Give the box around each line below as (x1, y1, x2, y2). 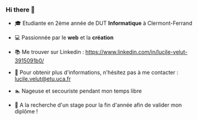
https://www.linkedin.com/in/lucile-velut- (85, 48, 188, 56)
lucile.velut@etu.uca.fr (14, 75, 71, 82)
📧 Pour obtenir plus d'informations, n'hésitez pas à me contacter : (14, 69, 179, 76)
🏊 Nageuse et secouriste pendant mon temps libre (14, 87, 142, 95)
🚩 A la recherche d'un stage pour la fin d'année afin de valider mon (14, 101, 182, 108)
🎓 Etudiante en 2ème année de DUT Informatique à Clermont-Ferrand (14, 19, 193, 27)
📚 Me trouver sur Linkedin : (14, 48, 84, 56)
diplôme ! (14, 108, 38, 115)
